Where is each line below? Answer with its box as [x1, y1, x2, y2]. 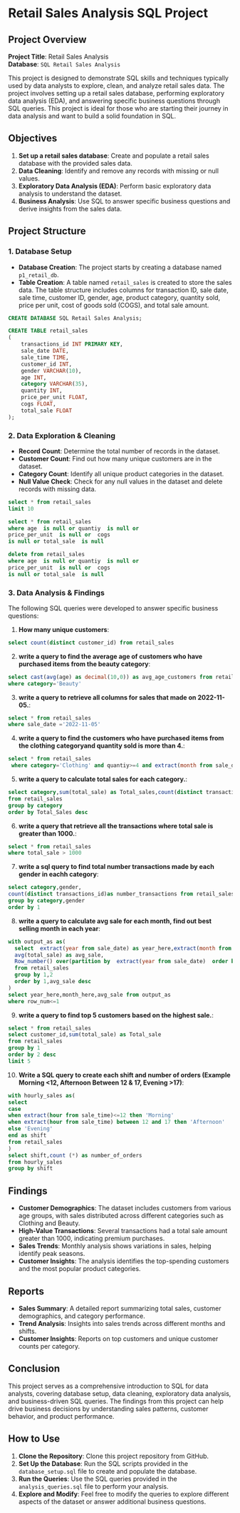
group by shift [8, 1165, 53, 1172]
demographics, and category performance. [18, 1312, 145, 1320]
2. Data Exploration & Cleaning [8, 431, 116, 441]
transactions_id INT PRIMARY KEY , [21, 341, 123, 348]
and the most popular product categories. [18, 1265, 141, 1273]
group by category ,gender [8, 898, 85, 905]
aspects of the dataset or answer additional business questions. [18, 1497, 207, 1506]
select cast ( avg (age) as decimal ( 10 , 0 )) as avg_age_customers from [8, 673, 213, 680]
